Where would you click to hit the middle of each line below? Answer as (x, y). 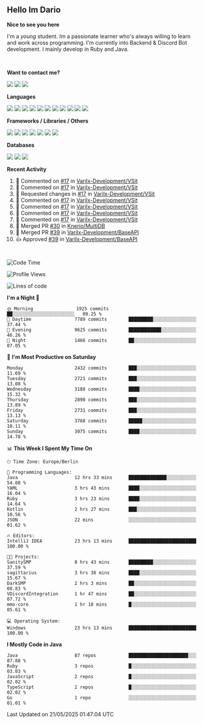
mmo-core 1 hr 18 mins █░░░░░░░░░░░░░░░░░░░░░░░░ (102, 604)
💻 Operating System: (34, 621)
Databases (21, 145)
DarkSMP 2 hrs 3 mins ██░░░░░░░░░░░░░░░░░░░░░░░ (102, 583)
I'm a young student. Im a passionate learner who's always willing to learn (99, 36)
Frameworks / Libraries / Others (48, 121)
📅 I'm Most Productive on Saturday (51, 357)
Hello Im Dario (34, 10)
